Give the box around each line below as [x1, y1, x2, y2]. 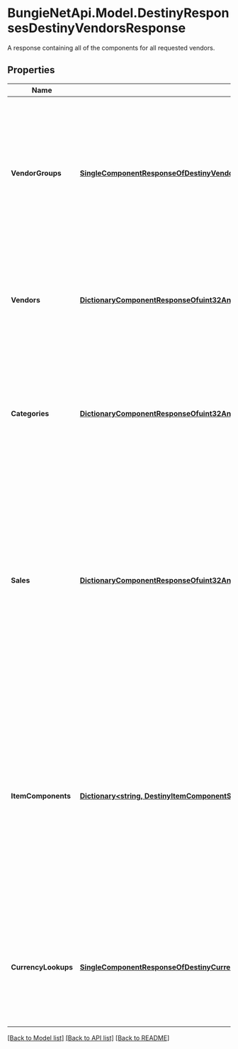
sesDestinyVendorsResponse [7, 20, 186, 36]
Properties [7, 64, 55, 76]
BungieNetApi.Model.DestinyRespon [7, 5, 229, 21]
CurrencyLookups [11, 962, 73, 972]
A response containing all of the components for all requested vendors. [7, 43, 215, 52]
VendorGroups [11, 168, 62, 178]
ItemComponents [11, 791, 71, 801]
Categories [11, 408, 50, 418]
